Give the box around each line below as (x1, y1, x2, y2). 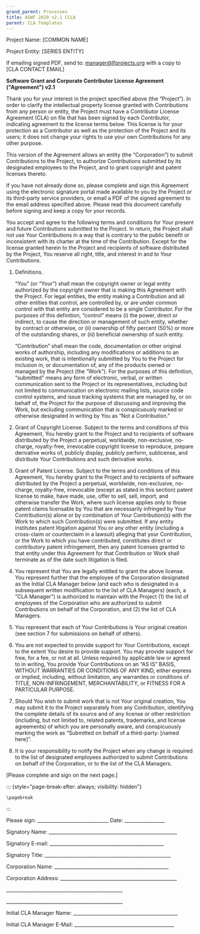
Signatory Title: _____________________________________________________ (6, 852, 171, 859)
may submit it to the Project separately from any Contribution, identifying (14, 704, 194, 711)
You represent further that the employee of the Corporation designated (14, 574, 189, 581)
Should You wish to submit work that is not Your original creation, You (14, 697, 186, 705)
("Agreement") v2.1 (6, 84, 55, 91)
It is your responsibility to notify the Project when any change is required (14, 748, 193, 755)
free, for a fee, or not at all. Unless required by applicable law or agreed (14, 654, 190, 662)
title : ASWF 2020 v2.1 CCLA (6, 14, 76, 20)
